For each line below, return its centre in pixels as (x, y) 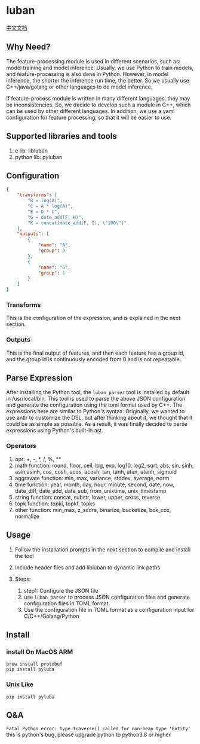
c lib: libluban (31, 151)
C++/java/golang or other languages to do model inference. (79, 87)
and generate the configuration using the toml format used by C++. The (94, 405)
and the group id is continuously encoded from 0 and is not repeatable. (94, 359)
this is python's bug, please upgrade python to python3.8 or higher (89, 735)
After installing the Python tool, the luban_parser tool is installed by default (98, 392)
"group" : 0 (52, 251)
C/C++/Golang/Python (51, 616)
